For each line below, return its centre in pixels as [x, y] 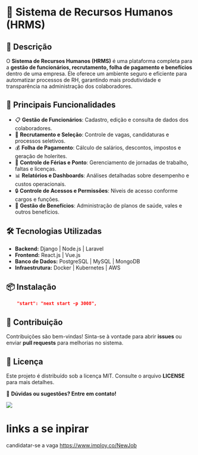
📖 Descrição [29, 47]
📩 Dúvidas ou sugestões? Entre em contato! [62, 393]
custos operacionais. [40, 184]
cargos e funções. [37, 199]
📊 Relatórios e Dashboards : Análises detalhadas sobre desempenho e [102, 175]
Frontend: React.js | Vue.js [48, 255]
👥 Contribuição [34, 322]
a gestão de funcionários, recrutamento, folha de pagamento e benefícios [99, 67]
